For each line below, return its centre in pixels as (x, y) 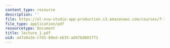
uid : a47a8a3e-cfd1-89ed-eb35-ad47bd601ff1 (52, 38)
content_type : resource (30, 10)
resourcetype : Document (30, 28)
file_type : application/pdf (35, 24)
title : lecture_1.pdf (28, 33)
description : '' (22, 14)
